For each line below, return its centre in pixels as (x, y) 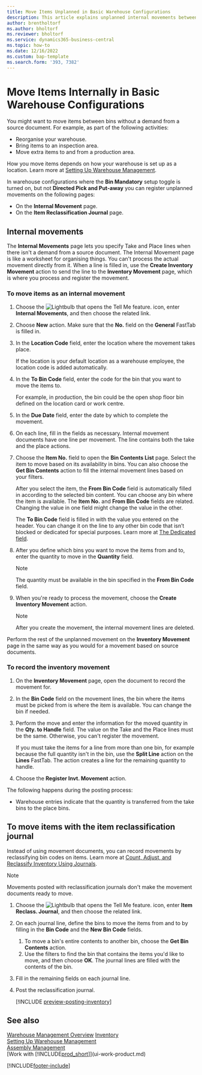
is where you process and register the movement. (68, 278)
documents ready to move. (40, 893)
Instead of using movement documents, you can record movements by (94, 851)
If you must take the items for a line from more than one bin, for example (105, 747)
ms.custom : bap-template (38, 57)
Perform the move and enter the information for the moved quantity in (102, 723)
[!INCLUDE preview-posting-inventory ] (64, 1002)
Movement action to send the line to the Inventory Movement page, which (100, 272)
